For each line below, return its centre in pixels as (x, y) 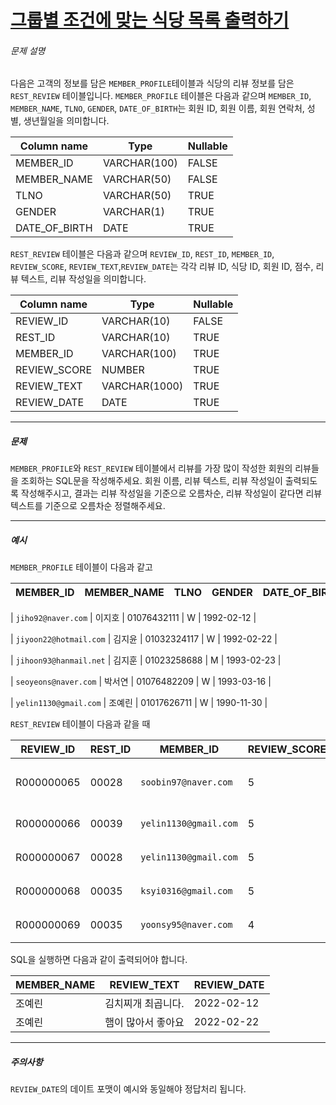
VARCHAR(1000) (142, 386)
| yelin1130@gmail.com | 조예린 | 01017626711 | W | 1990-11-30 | (139, 703)
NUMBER (123, 370)
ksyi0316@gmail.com (186, 891)
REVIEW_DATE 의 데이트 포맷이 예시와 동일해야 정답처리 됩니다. (128, 1089)
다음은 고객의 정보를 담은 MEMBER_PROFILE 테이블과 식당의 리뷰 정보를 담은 (152, 83)
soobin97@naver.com (186, 782)
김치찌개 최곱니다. (144, 1004)
